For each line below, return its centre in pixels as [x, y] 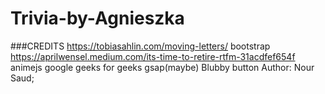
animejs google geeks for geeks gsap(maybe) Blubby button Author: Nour [162, 67]
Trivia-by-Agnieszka [97, 18]
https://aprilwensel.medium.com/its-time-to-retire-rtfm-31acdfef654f [153, 56]
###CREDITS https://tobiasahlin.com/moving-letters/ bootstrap [140, 46]
